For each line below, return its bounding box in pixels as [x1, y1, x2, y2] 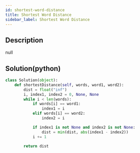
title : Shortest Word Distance [5, 12, 72, 17]
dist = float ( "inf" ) [23, 87, 67, 92]
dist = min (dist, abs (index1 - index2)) [41, 130, 129, 135]
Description [5, 36, 43, 44]
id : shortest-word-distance [5, 7, 65, 13]
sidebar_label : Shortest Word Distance [5, 17, 90, 22]
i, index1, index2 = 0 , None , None [23, 92, 99, 97]
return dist [23, 143, 49, 148]
